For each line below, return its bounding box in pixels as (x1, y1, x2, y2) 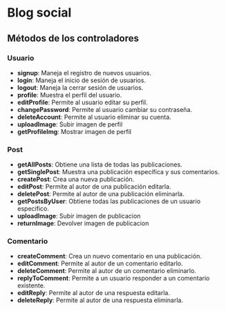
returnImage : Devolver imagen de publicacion (17, 219, 149, 227)
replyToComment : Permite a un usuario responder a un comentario (17, 274, 210, 283)
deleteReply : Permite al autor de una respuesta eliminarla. (17, 296, 184, 305)
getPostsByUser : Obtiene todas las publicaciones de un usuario (17, 197, 201, 205)
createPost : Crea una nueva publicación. (17, 175, 135, 184)
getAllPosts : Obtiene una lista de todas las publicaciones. (17, 160, 182, 169)
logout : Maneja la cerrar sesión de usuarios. (17, 83, 144, 91)
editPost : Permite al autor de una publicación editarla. (17, 182, 171, 191)
